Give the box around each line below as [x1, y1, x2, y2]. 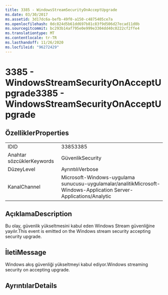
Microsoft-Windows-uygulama [61, 174, 135, 181]
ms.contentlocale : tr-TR [5, 36, 57, 41]
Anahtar [7, 151, 26, 158]
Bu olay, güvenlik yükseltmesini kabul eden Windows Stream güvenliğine [5, 223, 155, 229]
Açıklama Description [5, 210, 72, 218]
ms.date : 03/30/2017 [5, 12, 48, 17]
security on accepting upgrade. [5, 267, 70, 273]
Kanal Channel [7, 183, 41, 190]
